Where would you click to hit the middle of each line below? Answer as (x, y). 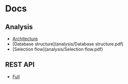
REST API (20, 65)
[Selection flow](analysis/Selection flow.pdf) (58, 49)
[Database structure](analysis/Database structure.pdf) (68, 44)
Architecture (25, 39)
